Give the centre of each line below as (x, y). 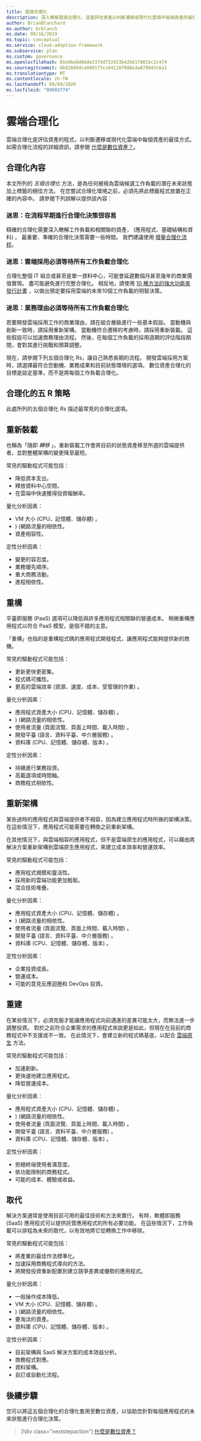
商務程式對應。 (33, 1360)
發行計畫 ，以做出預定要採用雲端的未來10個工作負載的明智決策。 (86, 291)
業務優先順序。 (33, 567)
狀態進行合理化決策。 (37, 1419)
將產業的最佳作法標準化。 (46, 1256)
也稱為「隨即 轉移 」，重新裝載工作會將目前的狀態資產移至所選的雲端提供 (95, 445)
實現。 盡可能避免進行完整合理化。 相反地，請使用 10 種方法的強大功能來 (101, 284)
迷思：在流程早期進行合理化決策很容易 (61, 215)
